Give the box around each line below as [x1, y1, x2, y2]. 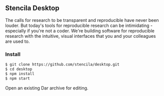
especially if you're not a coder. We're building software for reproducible [5, 27, 155, 34]
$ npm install [5, 71, 35, 76]
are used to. [5, 38, 30, 44]
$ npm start [5, 76, 30, 81]
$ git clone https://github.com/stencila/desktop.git [5, 62, 120, 67]
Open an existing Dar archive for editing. [5, 85, 88, 91]
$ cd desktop [5, 67, 32, 72]
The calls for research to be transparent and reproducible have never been [5, 17, 159, 23]
